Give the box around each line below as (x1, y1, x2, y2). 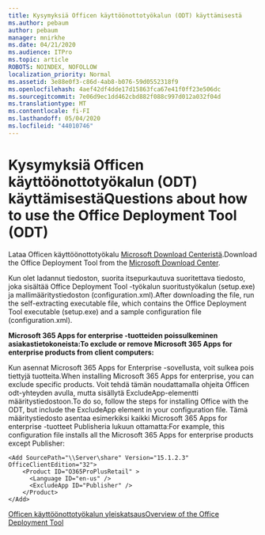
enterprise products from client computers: (8, 347, 154, 357)
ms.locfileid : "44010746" (8, 122, 93, 130)
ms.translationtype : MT (8, 100, 87, 108)
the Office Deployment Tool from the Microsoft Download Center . (8, 258, 221, 267)
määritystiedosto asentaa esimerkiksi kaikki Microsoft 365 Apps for (8, 413, 228, 423)
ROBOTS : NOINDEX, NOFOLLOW (8, 63, 97, 71)
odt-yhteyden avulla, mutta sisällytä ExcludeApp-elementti (8, 388, 199, 397)
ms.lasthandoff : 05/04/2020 (8, 115, 101, 123)
